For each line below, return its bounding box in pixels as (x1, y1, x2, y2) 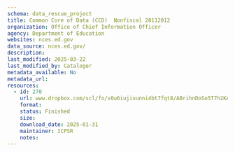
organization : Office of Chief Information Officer (7, 23, 161, 30)
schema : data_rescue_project (7, 10, 92, 18)
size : (20, 114, 36, 121)
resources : (7, 82, 39, 89)
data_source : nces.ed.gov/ (7, 43, 86, 50)
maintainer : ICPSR (20, 127, 73, 134)
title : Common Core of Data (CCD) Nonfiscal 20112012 (7, 17, 171, 24)
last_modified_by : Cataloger (7, 62, 92, 69)
